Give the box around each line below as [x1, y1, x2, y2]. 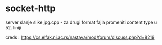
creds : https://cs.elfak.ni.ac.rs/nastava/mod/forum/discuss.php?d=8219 [5, 34, 155, 40]
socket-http [5, 3, 56, 14]
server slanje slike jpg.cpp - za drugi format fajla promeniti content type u [5, 19, 157, 25]
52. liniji [5, 24, 22, 30]
